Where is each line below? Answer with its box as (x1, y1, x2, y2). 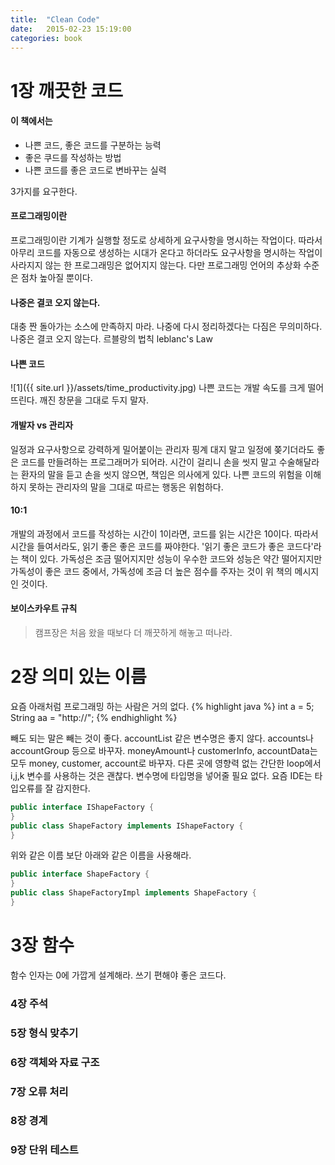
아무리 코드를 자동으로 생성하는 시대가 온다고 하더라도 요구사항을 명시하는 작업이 (10, 246, 323, 258)
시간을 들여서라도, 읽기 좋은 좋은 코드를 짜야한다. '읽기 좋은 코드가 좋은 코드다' (10, 540, 314, 552)
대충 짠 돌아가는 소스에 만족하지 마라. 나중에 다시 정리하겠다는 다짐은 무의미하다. (10, 321, 323, 333)
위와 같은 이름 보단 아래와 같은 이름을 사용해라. (10, 849, 192, 861)
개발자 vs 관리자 (10, 419, 74, 431)
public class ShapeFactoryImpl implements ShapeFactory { (10, 888, 257, 898)
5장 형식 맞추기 (10, 1026, 79, 1040)
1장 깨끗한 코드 (10, 79, 123, 102)
